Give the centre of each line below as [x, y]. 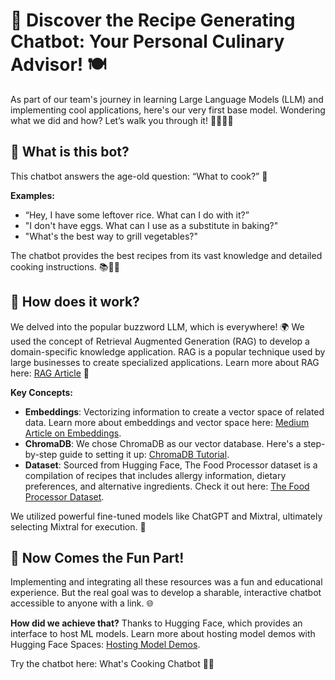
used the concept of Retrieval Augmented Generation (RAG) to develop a [160, 341]
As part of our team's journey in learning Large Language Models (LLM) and [167, 99]
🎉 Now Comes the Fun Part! [97, 557]
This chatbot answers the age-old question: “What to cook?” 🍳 [139, 176]
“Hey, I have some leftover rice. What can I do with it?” [137, 215]
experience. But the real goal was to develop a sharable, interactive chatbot [166, 593]
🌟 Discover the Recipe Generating [153, 20]
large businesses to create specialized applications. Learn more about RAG [165, 362]
